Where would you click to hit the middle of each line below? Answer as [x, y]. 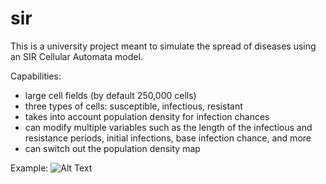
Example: [29, 168]
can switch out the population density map [112, 148]
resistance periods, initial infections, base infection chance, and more [168, 138]
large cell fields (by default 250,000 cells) [110, 95]
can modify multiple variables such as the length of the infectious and [168, 127]
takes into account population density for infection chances [147, 116]
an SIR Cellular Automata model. [76, 56]
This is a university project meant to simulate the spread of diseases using [163, 46]
